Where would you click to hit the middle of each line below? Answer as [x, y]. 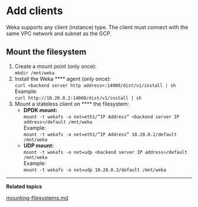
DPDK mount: [40, 110]
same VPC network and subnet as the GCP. [59, 33]
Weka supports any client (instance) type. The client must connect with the [97, 27]
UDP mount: [39, 145]
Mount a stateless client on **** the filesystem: [72, 104]
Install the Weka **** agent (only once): [63, 78]
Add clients [34, 11]
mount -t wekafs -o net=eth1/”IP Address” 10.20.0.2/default [100, 134]
